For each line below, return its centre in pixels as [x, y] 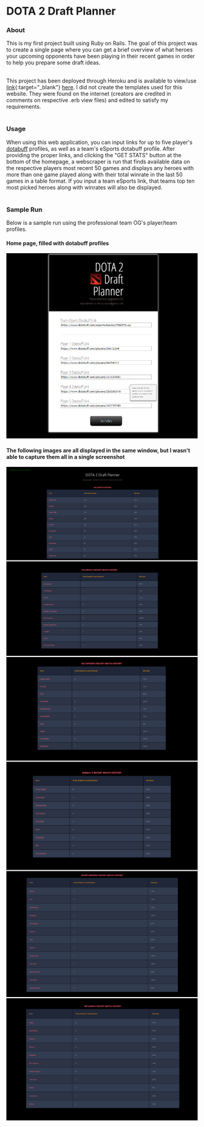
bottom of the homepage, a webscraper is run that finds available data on [98, 162]
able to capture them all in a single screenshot [66, 457]
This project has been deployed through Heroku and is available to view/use [101, 81]
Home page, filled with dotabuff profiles [58, 243]
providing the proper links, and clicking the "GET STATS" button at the [94, 155]
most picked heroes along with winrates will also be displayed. [84, 187]
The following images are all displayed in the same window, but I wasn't [98, 450]
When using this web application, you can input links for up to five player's [100, 142]
